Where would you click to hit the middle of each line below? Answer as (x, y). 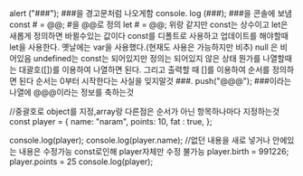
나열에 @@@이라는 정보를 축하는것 (71, 92)
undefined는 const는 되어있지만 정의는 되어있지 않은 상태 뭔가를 (147, 58)
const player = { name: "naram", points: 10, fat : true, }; (111, 121)
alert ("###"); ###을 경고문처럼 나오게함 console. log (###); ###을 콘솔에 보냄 (151, 13)
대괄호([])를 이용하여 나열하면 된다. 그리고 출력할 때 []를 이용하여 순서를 (144, 69)
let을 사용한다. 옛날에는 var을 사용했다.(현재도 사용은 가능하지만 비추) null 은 (144, 47)
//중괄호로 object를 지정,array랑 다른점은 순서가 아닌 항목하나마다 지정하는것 (145, 111)
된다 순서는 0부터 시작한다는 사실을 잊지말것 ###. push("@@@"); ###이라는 (155, 81)
